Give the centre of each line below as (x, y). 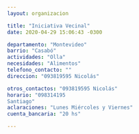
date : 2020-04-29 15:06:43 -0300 (55, 32)
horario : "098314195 (37, 95)
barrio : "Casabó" (32, 51)
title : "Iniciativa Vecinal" (49, 26)
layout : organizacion (38, 13)
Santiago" (21, 101)
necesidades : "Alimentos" (44, 64)
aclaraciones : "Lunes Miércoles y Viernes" (70, 108)
